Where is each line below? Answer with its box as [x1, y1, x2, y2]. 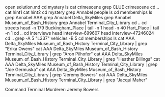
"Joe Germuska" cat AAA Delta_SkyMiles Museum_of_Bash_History [5, 67, 141, 73]
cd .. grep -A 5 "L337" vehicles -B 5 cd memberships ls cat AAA [5, 35, 135, 41]
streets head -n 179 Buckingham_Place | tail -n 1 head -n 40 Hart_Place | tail [5, 25, 159, 31]
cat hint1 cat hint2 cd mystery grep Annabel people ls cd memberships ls [5, 9, 153, 15]
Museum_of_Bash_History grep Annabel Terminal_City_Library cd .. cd [5, 20, 147, 25]
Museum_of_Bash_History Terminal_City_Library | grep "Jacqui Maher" [5, 77, 148, 83]
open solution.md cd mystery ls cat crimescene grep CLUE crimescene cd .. [5, 4, 160, 10]
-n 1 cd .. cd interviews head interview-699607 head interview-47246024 [5, 30, 154, 36]
